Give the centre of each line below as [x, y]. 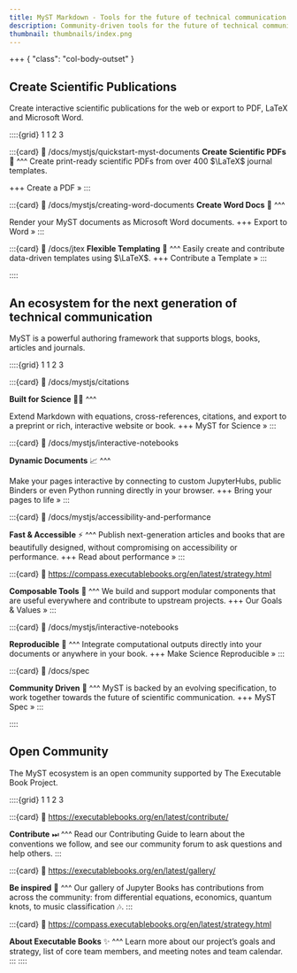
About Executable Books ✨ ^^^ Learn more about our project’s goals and [142, 941]
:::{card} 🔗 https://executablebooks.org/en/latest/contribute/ [119, 816]
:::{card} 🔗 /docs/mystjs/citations [69, 382]
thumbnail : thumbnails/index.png [71, 34]
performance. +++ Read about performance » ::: [97, 557]
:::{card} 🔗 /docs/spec [49, 671]
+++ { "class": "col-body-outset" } [72, 59]
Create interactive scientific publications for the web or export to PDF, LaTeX [148, 108]
